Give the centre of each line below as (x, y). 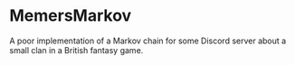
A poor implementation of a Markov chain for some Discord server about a (148, 41)
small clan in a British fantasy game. (76, 50)
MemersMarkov (71, 16)
